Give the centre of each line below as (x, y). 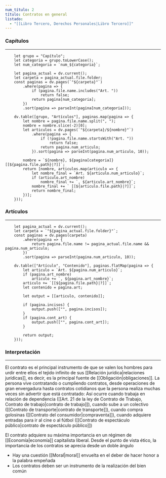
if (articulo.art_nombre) (58, 177)
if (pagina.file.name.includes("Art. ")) (75, 91)
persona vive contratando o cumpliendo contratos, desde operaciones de (80, 383)
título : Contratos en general (36, 14)
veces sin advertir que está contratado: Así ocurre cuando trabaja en (75, 394)
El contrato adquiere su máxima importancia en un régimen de (68, 435)
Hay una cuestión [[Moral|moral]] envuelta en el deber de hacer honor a (85, 455)
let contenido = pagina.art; (53, 287)
